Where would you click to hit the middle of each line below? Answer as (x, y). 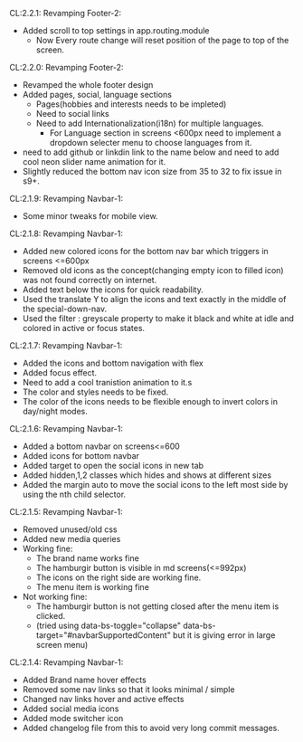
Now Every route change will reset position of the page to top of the (162, 40)
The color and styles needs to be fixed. (95, 392)
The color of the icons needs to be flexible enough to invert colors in (150, 401)
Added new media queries (71, 539)
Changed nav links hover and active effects (103, 699)
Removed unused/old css (70, 529)
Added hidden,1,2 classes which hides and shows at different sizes (147, 475)
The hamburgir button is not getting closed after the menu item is (157, 606)
